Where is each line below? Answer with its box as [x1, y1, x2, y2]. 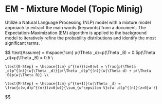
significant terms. [5, 40, 40, 46]
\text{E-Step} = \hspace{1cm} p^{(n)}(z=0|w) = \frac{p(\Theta [5, 64, 136, 69]
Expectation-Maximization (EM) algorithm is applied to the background [5, 30, 147, 35]
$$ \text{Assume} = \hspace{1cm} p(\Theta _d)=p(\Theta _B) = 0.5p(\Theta [5, 50, 156, 55]
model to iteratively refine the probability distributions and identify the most [5, 35, 156, 41]
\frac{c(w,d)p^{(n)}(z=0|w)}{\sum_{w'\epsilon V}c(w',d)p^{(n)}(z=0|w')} [5, 85, 158, 90]
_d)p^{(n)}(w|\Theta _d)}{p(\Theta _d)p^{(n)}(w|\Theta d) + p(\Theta [5, 68, 151, 73]
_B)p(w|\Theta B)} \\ [5, 72, 49, 77]
